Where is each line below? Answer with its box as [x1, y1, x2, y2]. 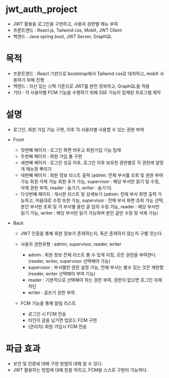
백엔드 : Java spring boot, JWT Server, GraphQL [13, 33, 112, 39]
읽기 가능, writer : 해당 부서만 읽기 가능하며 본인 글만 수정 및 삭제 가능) [20, 210, 158, 216]
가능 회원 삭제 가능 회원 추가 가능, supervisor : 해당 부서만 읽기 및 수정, [20, 178, 160, 184]
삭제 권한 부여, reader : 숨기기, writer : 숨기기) [20, 185, 112, 191]
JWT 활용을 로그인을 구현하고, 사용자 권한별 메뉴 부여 [13, 21, 118, 27]
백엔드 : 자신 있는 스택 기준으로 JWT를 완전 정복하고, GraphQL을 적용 [13, 83, 150, 89]
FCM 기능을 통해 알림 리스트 [20, 300, 76, 306]
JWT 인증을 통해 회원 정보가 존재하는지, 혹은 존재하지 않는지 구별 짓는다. [20, 230, 163, 236]
